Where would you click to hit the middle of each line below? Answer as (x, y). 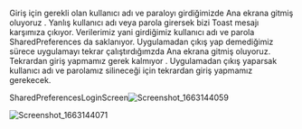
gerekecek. (30, 80)
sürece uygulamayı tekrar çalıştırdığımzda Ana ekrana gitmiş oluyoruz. (140, 51)
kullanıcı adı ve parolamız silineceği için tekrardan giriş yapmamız (131, 70)
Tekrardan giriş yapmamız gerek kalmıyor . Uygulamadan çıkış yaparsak (143, 61)
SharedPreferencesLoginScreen (69, 97)
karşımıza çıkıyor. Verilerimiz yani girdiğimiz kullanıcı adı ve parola (132, 32)
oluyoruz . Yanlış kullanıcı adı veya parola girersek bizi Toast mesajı (134, 23)
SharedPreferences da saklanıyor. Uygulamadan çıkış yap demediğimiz (142, 41)
